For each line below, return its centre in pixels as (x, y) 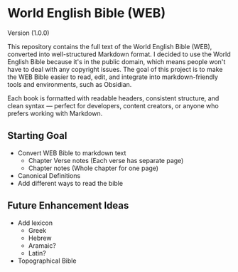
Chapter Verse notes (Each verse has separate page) (106, 160)
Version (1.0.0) (28, 33)
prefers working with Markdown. (55, 113)
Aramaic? (42, 245)
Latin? (37, 253)
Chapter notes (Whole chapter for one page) (93, 168)
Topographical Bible (47, 261)
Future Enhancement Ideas (68, 205)
